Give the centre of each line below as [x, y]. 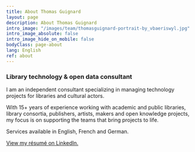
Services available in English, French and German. [67, 131]
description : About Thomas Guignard [51, 23]
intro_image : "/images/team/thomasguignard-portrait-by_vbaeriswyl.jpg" [98, 28]
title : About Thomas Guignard [44, 12]
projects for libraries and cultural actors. [55, 96]
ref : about [20, 56]
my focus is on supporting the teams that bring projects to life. [82, 120]
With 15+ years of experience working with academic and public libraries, [96, 107]
